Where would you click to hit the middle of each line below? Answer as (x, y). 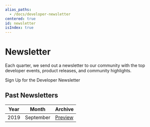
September (38, 117)
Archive (65, 109)
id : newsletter (20, 23)
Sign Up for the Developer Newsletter (43, 80)
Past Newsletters (32, 95)
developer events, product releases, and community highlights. (68, 71)
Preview (65, 117)
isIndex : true (19, 28)
